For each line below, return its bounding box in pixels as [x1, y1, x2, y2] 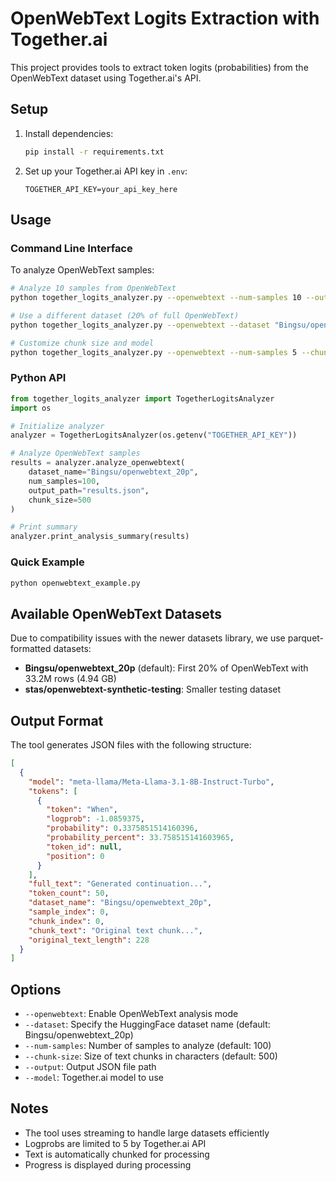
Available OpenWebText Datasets [10, 605, 223, 622]
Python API [10, 371, 67, 385]
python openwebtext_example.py [10, 578, 141, 588]
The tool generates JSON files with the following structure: [10, 739, 252, 751]
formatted [10, 643, 52, 655]
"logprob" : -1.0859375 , [46, 814, 145, 824]
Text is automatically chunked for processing [24, 1148, 210, 1160]
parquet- [287, 632, 325, 644]
